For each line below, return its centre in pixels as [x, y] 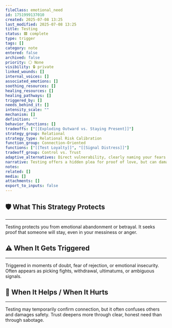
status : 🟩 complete [27, 34]
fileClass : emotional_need [34, 10]
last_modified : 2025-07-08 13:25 [41, 24]
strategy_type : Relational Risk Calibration [53, 138]
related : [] [18, 172]
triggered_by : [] [24, 100]
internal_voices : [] [27, 77]
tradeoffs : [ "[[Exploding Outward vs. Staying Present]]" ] [70, 129]
